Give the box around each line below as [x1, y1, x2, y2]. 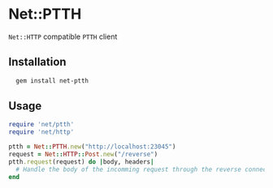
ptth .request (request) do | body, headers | [8, 157, 154, 166]
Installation [8, 55, 67, 69]
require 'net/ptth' [8, 121, 75, 129]
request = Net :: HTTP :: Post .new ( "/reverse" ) [8, 151, 158, 159]
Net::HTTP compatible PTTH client [8, 32, 118, 41]
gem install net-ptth [15, 76, 89, 85]
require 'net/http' [8, 128, 75, 136]
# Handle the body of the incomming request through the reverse [15, 165, 242, 173]
